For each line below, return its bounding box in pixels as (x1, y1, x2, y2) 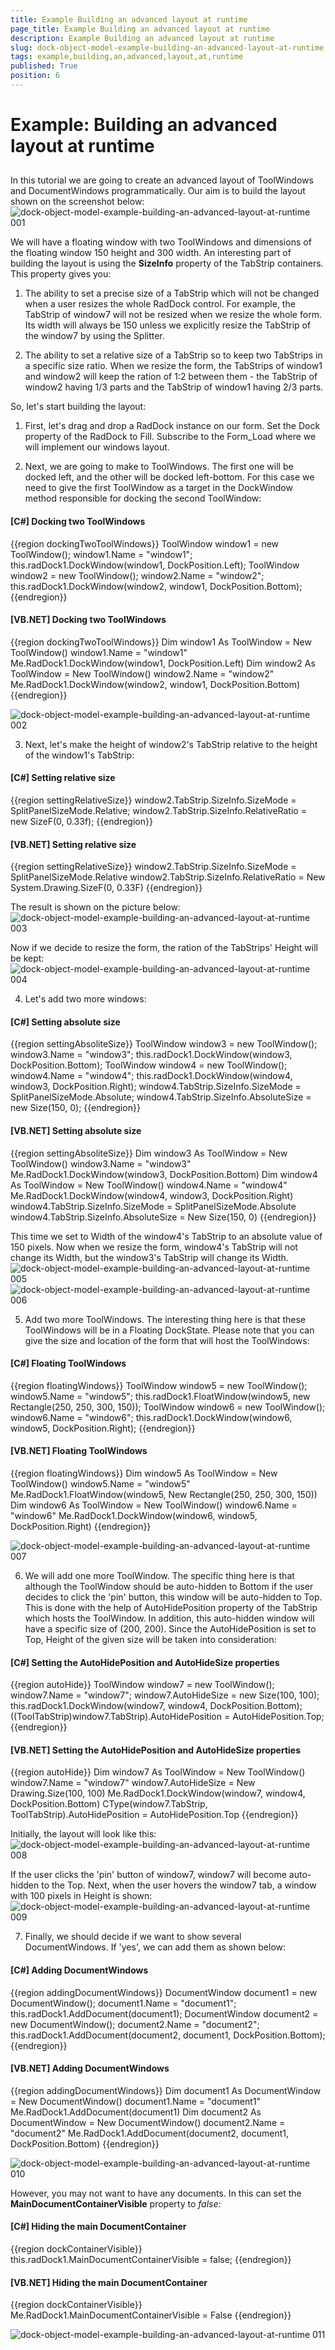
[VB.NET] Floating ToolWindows (10, 1445, 148, 1457)
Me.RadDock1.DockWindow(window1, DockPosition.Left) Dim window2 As (10, 657, 316, 669)
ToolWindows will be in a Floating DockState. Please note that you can (24, 1324, 315, 1336)
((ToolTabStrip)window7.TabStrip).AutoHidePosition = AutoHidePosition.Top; (10, 1711, 325, 1723)
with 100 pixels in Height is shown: (10, 1890, 153, 1902)
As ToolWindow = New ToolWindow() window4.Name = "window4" (10, 1179, 288, 1191)
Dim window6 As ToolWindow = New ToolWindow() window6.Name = (10, 1499, 298, 1511)
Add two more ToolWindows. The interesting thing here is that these (24, 1313, 306, 1325)
